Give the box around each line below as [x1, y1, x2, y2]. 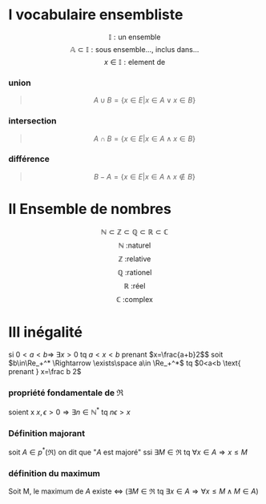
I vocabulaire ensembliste [8, 6, 183, 24]
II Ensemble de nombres [8, 200, 172, 218]
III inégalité [8, 323, 83, 341]
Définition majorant [8, 427, 86, 438]
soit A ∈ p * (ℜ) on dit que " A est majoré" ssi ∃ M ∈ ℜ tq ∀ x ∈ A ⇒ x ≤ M [8, 446, 248, 457]
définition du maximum [8, 467, 101, 478]
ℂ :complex [115, 294, 154, 304]
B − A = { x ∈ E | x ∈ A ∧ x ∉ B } [93, 171, 196, 181]
